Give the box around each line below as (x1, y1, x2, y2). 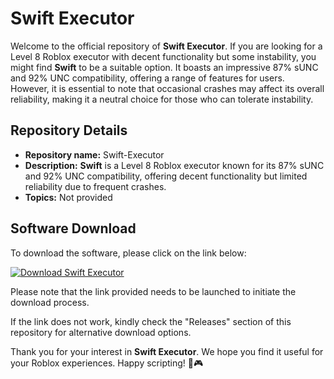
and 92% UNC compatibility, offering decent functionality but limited (24, 170, 308, 182)
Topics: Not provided (24, 191, 113, 203)
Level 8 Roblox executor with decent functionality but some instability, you (10, 50, 317, 62)
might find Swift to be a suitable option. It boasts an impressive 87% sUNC (10, 61, 319, 73)
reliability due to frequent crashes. (24, 180, 167, 192)
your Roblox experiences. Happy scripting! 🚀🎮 (10, 357, 204, 369)
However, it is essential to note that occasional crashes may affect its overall (10, 82, 325, 94)
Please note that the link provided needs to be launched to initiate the (10, 285, 297, 297)
